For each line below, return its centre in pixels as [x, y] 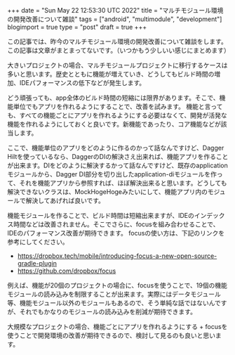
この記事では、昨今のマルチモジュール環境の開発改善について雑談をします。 [117, 41]
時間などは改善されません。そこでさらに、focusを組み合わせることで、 [116, 224]
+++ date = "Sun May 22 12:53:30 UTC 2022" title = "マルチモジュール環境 [115, 10]
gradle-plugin [37, 263]
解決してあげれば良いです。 [65, 200]
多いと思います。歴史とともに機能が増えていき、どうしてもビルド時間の [111, 74]
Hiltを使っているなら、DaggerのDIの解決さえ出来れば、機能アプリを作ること [118, 156]
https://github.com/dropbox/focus [67, 271]
